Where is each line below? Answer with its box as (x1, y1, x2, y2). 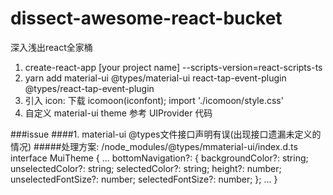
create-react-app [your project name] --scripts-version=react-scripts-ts (24, 61, 323, 73)
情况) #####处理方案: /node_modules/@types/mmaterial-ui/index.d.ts (10, 140, 298, 152)
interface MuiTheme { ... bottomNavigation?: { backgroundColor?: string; (10, 152, 309, 164)
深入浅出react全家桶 (10, 41, 93, 53)
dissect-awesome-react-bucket (10, 7, 283, 30)
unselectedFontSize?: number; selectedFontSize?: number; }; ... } (10, 173, 278, 185)
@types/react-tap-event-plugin (24, 82, 155, 94)
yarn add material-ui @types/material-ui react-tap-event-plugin (24, 72, 287, 84)
